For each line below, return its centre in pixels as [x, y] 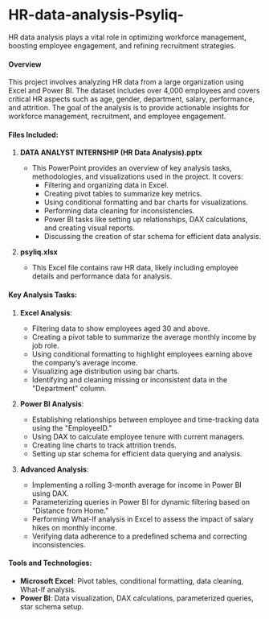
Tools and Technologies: [50, 563]
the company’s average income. [85, 362]
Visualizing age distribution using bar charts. [106, 371]
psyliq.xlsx [39, 252]
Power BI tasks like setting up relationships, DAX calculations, [146, 220]
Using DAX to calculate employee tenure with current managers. [138, 436]
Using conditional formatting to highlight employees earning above [142, 354]
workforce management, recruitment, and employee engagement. [117, 116]
